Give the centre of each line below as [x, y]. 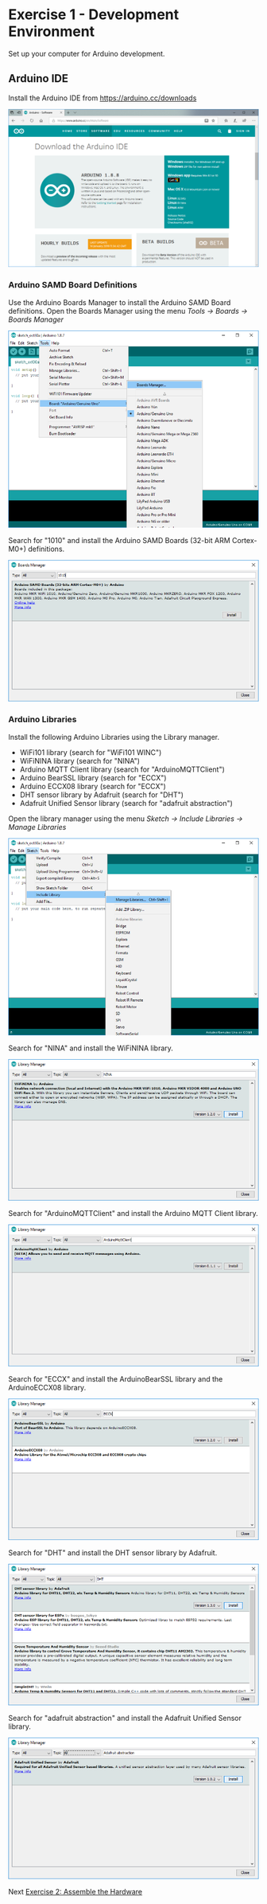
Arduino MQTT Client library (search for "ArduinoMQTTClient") [122, 769]
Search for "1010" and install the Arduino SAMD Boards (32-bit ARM [119, 541]
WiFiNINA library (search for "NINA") [80, 760]
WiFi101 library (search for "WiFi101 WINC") [91, 752]
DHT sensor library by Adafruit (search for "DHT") [102, 795]
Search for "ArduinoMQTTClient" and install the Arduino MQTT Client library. [133, 1214]
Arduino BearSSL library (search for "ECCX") [93, 777]
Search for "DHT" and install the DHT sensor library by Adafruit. [113, 1552]
